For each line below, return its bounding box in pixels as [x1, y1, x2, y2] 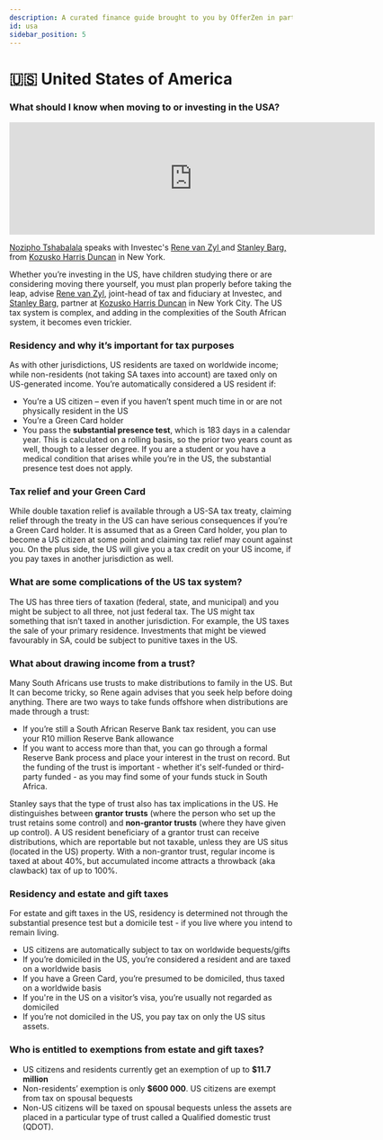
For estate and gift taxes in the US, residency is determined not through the [9, 908, 289, 919]
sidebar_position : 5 [9, 30, 87, 39]
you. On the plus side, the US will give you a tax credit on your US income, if [9, 544, 291, 555]
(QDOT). [22, 1121, 54, 1132]
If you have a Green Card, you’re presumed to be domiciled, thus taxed [22, 973, 285, 984]
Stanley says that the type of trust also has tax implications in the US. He [9, 798, 279, 809]
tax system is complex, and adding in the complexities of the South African [9, 307, 287, 317]
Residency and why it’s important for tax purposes [9, 339, 235, 352]
